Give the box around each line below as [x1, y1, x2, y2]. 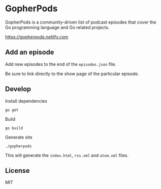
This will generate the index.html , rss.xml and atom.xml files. [5, 152, 129, 158]
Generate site [5, 134, 33, 140]
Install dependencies [5, 98, 48, 104]
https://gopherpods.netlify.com [5, 34, 68, 40]
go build [5, 126, 23, 131]
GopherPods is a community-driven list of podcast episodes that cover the [5, 19, 157, 25]
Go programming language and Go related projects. [5, 24, 110, 30]
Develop [5, 85, 31, 93]
